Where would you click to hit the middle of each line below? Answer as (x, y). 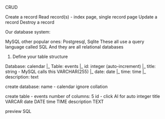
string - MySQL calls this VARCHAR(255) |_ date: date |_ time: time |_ (76, 71)
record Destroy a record (30, 22)
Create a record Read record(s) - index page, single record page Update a (81, 17)
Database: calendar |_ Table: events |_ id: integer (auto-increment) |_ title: (81, 66)
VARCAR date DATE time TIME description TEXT (55, 101)
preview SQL (18, 111)
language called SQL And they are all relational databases (64, 47)
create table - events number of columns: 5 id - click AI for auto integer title (83, 96)
